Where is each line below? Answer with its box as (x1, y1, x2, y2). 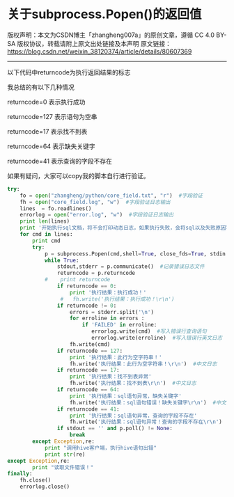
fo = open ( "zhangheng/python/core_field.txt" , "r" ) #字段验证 (19, 192, 203, 199)
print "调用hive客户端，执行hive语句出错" (44, 444, 157, 451)
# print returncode (44, 276, 111, 283)
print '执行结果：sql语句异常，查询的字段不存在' (69, 412, 197, 419)
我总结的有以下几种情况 (7, 83, 75, 91)
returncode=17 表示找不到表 (7, 127, 88, 136)
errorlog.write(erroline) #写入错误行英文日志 (91, 335, 223, 342)
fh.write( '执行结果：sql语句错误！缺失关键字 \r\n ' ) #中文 (69, 399, 226, 406)
